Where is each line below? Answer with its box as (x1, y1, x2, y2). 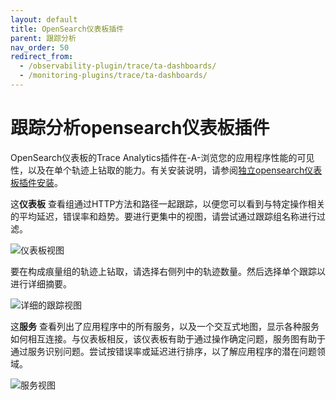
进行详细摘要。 (10, 277, 72, 290)
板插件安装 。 (10, 176, 63, 188)
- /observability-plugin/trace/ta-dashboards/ (19, 61, 217, 71)
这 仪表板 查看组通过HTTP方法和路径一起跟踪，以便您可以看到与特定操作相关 (10, 197, 326, 210)
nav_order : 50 (10, 42, 70, 53)
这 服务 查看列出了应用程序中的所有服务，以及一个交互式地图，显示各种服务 (10, 320, 320, 332)
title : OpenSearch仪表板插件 (10, 24, 125, 34)
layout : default (10, 14, 78, 25)
